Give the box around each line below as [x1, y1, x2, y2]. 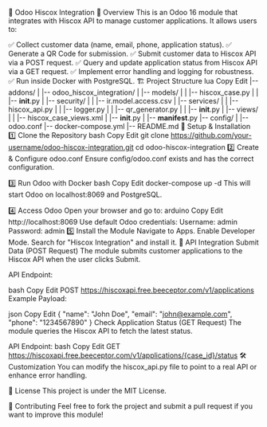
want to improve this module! [8, 410, 104, 419]
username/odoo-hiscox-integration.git [8, 143, 134, 151]
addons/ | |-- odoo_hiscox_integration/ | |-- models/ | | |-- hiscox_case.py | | [8, 88, 259, 97]
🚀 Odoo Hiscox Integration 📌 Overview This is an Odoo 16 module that [8, 8, 238, 17]
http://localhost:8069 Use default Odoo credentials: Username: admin [8, 217, 238, 226]
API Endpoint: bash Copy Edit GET [8, 342, 121, 351]
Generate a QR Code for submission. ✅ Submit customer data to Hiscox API [8, 49, 257, 58]
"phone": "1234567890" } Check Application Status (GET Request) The [8, 318, 241, 327]
